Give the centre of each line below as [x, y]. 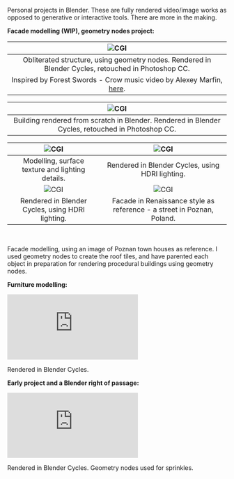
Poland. [163, 218]
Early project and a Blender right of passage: [73, 383]
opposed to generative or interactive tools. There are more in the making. [112, 17]
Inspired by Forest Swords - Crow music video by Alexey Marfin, [117, 80]
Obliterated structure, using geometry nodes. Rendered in [117, 60]
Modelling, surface [54, 161]
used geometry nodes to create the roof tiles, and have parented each [108, 256]
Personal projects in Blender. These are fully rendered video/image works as [117, 10]
